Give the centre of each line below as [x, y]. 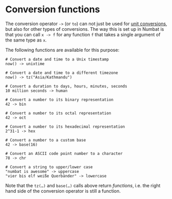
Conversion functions [53, 9]
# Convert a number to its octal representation [58, 113]
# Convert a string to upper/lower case [49, 167]
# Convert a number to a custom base [46, 140]
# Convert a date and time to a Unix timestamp [57, 59]
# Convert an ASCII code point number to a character [64, 153]
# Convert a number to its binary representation [60, 99]
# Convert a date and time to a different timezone [62, 73]
